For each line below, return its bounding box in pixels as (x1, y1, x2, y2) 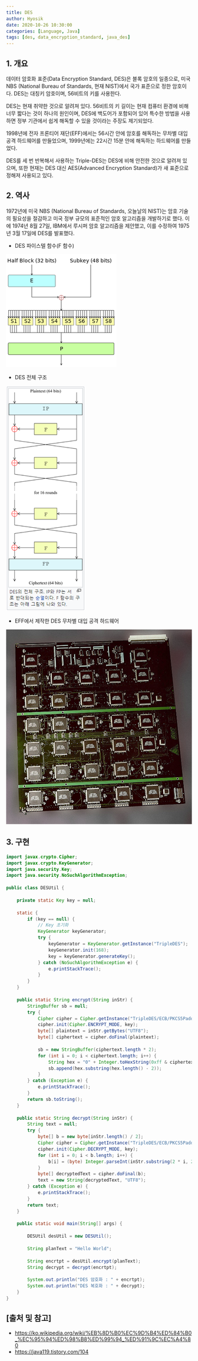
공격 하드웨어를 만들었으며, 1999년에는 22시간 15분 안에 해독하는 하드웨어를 (6, 137, 180, 144)
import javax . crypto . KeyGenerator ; (6, 860, 94, 866)
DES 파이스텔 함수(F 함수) (14, 242, 75, 249)
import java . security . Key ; (6, 866, 72, 872)
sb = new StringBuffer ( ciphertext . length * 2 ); (37, 1047, 157, 1053)
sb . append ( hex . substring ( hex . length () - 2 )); (48, 1065, 162, 1071)
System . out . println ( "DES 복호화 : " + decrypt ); (27, 1283, 146, 1289)
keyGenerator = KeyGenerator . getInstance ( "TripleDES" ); (48, 941, 189, 947)
